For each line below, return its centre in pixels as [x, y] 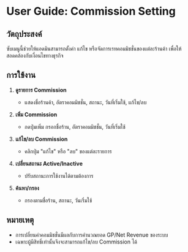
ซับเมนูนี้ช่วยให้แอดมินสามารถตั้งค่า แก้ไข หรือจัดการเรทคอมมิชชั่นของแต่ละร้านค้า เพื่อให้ [94, 48]
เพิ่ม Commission [36, 114]
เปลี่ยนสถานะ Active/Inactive [49, 163]
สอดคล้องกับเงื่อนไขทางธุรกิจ [35, 55]
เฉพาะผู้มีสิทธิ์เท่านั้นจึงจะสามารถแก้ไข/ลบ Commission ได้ [76, 242]
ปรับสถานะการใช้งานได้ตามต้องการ [59, 175]
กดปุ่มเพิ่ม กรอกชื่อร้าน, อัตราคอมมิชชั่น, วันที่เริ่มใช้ [75, 126]
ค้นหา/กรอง [27, 188]
